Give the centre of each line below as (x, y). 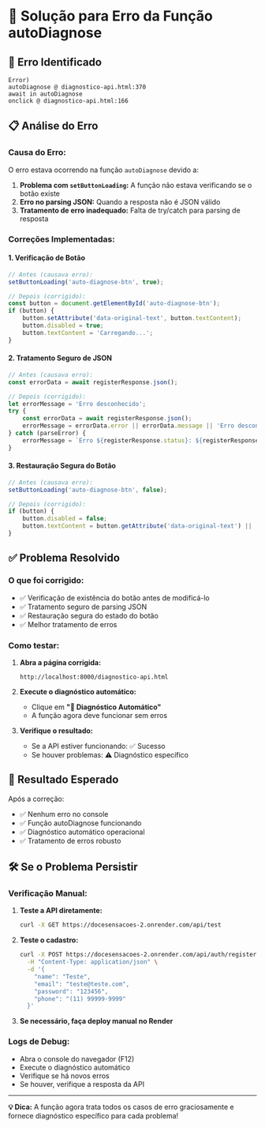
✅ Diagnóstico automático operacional (82, 832)
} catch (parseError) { (47, 434)
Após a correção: (36, 799)
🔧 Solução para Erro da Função (110, 16)
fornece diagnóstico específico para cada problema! (93, 1115)
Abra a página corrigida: (60, 662)
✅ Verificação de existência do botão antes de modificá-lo (115, 598)
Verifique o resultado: (56, 731)
